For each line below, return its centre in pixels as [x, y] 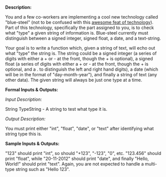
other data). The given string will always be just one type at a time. [74, 80]
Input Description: [24, 99]
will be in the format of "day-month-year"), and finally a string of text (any [81, 74]
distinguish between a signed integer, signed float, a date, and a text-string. [83, 38]
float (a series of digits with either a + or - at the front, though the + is [77, 64]
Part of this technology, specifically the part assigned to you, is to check [79, 28]
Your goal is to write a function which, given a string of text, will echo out [80, 48]
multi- [151, 164]
